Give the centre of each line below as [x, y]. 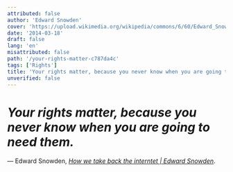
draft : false [26, 40]
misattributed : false [38, 53]
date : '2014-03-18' [35, 33]
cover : [17, 26]
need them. [41, 142]
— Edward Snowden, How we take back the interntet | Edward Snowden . [112, 161]
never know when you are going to [109, 127]
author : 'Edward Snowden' [44, 20]
